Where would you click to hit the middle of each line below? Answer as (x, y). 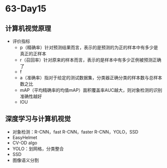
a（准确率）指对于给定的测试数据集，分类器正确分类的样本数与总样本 (91, 78)
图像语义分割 (25, 160)
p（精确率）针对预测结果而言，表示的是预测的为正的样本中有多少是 (89, 47)
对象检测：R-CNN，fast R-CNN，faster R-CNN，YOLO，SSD (75, 132)
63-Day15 (26, 9)
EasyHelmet (25, 137)
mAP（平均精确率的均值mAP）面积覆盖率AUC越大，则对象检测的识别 (91, 90)
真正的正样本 (33, 54)
